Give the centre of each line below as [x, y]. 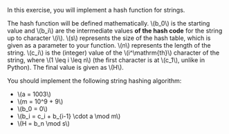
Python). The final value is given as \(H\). [66, 67]
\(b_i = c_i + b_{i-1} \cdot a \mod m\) [69, 116]
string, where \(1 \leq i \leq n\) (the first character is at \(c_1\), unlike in [106, 60]
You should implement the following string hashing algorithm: [94, 81]
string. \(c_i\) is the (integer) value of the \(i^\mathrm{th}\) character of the [113, 52]
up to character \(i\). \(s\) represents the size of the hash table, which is [109, 38]
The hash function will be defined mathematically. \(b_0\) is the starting [109, 23]
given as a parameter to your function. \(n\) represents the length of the [109, 45]
